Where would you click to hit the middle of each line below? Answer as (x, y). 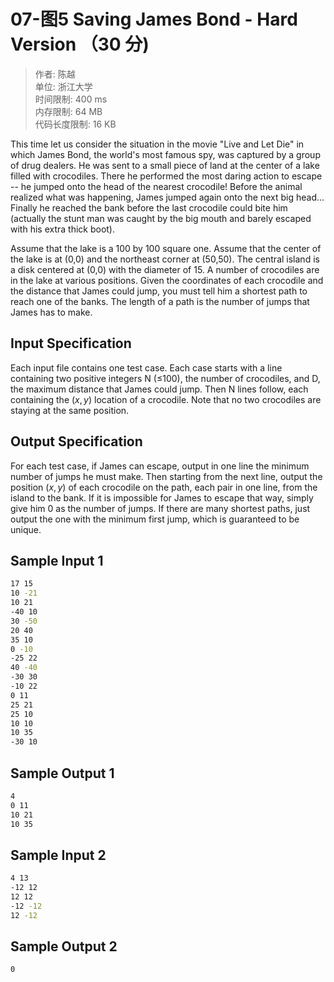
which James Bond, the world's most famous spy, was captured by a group (165, 154)
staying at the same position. (70, 410)
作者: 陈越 (55, 74)
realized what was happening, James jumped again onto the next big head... (167, 197)
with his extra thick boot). (63, 229)
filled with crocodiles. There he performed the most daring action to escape (166, 176)
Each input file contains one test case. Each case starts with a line (146, 367)
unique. (26, 529)
